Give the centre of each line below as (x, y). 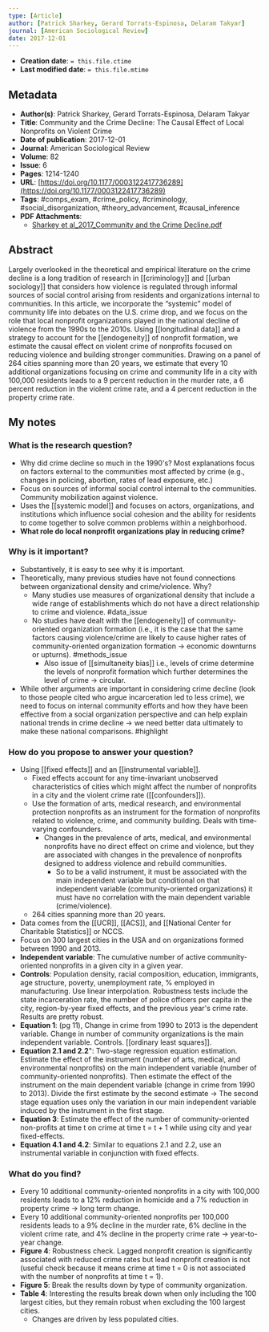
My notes (32, 422)
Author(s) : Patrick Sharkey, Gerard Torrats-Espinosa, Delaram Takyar (134, 114)
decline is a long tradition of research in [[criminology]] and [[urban (119, 278)
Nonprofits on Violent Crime (66, 131)
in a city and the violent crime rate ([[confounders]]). (118, 795)
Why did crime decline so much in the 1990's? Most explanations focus (137, 463)
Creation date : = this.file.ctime (76, 61)
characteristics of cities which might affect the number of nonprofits (145, 786)
